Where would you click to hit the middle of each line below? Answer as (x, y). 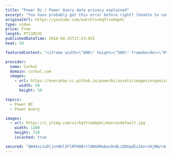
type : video (18, 24)
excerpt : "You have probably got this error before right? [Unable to (82, 15)
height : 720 (27, 133)
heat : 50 (15, 43)
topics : (14, 99)
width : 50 (29, 86)
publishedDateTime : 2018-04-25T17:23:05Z (50, 39)
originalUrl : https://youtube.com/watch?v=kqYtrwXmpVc (65, 19)
